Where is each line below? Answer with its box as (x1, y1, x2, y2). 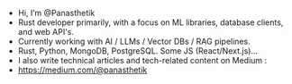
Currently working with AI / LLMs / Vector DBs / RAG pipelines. (17, 36, 251, 46)
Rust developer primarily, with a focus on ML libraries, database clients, (17, 17, 284, 28)
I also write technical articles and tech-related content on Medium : (17, 55, 268, 65)
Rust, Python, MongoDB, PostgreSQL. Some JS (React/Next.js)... (17, 46, 259, 56)
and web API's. (17, 27, 75, 37)
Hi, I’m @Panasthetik (17, 8, 96, 18)
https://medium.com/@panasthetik (17, 64, 148, 75)
